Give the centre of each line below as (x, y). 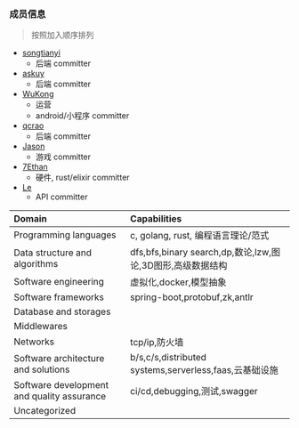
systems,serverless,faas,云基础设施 (204, 370)
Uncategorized (45, 411)
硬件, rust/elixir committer (83, 178)
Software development (61, 385)
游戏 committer (63, 157)
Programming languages (65, 235)
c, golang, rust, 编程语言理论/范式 (200, 236)
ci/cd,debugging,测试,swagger (194, 392)
